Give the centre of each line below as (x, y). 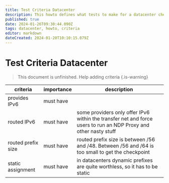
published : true (22, 19)
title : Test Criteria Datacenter (40, 10)
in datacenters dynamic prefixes (115, 160)
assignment (22, 169)
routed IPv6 (22, 121)
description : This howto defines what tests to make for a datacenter (81, 15)
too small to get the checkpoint (113, 152)
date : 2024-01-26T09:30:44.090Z (39, 24)
